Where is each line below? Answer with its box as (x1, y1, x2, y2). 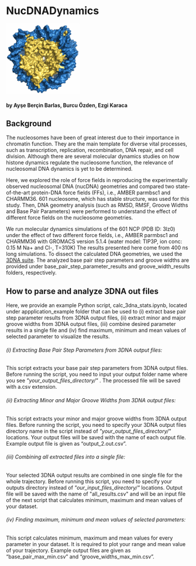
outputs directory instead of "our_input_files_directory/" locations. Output (6, 484, 183, 491)
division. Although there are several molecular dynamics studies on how (6, 153, 180, 160)
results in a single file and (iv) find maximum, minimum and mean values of (6, 327, 186, 334)
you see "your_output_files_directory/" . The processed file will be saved (6, 377, 180, 384)
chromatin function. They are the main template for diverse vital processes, (6, 140, 187, 147)
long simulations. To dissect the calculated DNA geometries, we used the (6, 251, 183, 258)
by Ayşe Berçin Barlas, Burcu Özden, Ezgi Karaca (6, 102, 128, 109)
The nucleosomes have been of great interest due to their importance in (6, 134, 180, 141)
